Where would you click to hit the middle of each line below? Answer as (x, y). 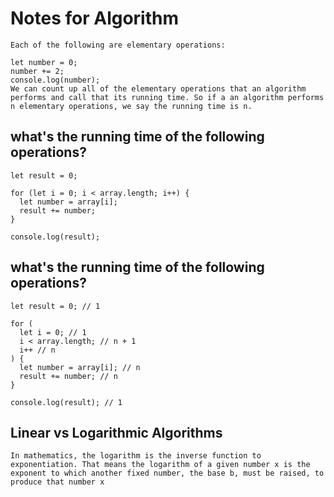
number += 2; (37, 71)
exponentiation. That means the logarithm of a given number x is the (160, 465)
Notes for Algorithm (95, 18)
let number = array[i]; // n (80, 367)
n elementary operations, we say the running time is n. (131, 106)
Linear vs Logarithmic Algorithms (116, 432)
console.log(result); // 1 (66, 402)
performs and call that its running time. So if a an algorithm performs (167, 97)
